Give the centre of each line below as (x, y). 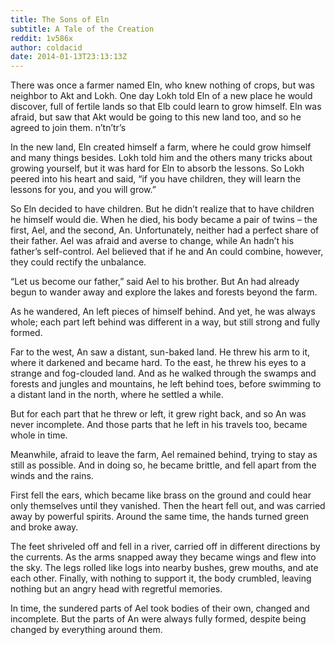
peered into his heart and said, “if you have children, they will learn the (156, 179)
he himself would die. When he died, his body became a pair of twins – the (164, 220)
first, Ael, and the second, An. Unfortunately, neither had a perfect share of (165, 230)
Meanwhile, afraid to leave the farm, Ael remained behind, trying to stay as (164, 455)
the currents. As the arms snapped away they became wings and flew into (163, 557)
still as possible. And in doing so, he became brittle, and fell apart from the (163, 465)
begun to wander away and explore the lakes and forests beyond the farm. (164, 292)
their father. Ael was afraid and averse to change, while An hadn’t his (152, 241)
